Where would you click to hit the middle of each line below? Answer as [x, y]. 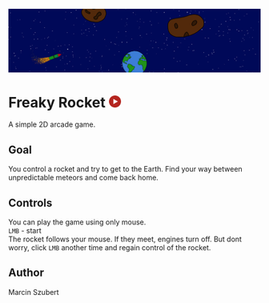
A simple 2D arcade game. [52, 124]
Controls [30, 202]
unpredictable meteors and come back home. [83, 178]
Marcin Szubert [34, 292]
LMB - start [25, 231]
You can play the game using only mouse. [77, 222]
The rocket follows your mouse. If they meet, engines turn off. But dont [125, 239]
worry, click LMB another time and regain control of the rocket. [110, 248]
